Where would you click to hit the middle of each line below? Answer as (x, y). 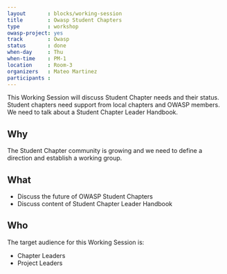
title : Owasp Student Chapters (65, 20)
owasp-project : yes (35, 33)
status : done (37, 46)
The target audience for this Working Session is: (76, 242)
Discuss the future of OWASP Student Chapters (85, 197)
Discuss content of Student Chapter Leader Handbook (95, 204)
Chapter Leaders (41, 255)
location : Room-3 (40, 65)
